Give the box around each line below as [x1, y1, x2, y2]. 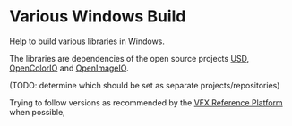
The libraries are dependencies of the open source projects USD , [9, 53, 250, 63]
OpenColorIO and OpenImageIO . [9, 63, 129, 73]
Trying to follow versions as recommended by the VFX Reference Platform [9, 97, 284, 108]
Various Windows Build [9, 6, 186, 27]
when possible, [9, 106, 65, 117]
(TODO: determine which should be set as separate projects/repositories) [9, 80, 280, 90]
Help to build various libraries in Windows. [9, 36, 166, 46]
